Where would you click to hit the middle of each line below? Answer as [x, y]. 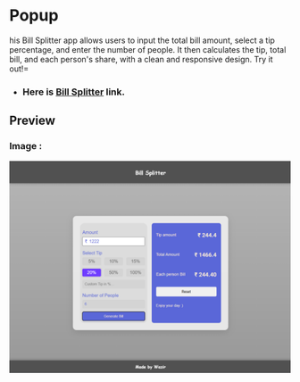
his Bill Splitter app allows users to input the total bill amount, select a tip [142, 40]
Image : [26, 146]
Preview [33, 121]
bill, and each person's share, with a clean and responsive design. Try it [142, 59]
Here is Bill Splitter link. [73, 92]
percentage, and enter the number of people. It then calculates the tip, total [148, 49]
